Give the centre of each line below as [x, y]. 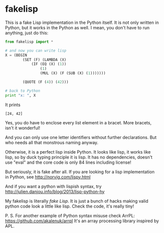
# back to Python [23, 91]
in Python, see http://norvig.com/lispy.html [48, 177]
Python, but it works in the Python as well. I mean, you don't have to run [77, 27]
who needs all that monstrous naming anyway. [52, 142]
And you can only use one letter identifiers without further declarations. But [81, 137]
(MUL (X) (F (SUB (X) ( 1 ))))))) [73, 73]
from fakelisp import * [29, 42]
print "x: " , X [20, 95]
